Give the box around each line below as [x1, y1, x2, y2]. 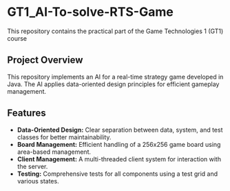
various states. [17, 177, 60, 185]
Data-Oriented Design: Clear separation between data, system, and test [17, 125, 223, 134]
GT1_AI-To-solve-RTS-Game [7, 4, 174, 20]
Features [7, 108, 46, 119]
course [7, 34, 28, 42]
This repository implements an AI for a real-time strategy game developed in [7, 72, 224, 81]
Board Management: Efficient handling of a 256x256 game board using [17, 140, 221, 148]
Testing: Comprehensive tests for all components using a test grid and [17, 170, 218, 178]
